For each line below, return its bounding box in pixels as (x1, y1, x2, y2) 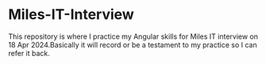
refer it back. (8, 48, 50, 58)
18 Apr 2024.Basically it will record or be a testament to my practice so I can (8, 40, 257, 49)
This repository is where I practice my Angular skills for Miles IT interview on (8, 32, 259, 41)
